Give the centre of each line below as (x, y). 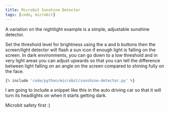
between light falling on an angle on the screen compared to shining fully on (85, 66)
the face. (14, 71)
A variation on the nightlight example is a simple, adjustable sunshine (77, 29)
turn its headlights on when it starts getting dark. (56, 96)
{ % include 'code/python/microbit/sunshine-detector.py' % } (70, 81)
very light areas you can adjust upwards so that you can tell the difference (83, 60)
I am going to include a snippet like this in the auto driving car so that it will (83, 90)
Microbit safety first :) (28, 105)
